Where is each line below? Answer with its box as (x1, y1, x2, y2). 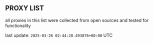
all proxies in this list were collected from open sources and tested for (5, 17, 149, 23)
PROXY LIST (5, 4, 44, 12)
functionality (5, 22, 31, 28)
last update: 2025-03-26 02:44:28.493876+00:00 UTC (5, 32, 113, 38)
